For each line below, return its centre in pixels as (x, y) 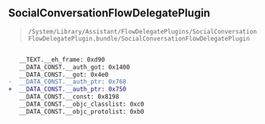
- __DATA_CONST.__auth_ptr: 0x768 (67, 82)
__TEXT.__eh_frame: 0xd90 (62, 59)
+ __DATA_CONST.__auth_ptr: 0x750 (67, 90)
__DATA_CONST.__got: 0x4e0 (64, 74)
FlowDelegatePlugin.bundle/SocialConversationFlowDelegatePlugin (138, 38)
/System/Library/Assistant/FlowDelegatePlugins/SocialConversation (142, 31)
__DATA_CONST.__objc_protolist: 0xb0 (82, 111)
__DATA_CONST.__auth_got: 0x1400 (74, 67)
